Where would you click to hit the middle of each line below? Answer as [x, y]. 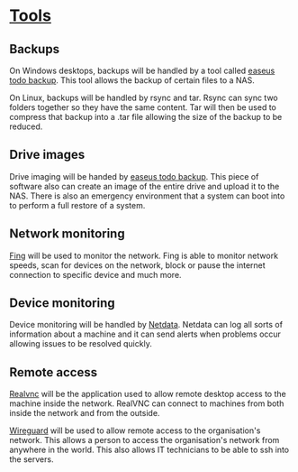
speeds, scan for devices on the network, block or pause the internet [137, 265]
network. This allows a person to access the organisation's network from [144, 440]
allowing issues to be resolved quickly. [81, 344]
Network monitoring [67, 234]
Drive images [47, 155]
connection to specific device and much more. [95, 274]
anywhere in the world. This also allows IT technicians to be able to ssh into [149, 450]
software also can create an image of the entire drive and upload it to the [144, 186]
